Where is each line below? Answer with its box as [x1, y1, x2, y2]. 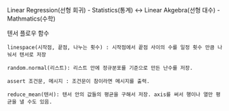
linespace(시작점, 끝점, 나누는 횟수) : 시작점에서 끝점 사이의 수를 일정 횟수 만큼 [7, 44, 215, 51]
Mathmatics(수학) [7, 14, 56, 23]
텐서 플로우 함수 [7, 29, 50, 37]
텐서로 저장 [19, 51, 46, 58]
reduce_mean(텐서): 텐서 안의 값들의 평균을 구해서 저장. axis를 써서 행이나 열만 [7, 91, 213, 98]
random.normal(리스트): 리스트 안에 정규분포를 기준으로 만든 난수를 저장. [7, 64, 193, 71]
